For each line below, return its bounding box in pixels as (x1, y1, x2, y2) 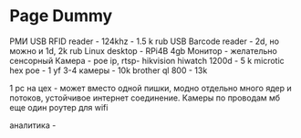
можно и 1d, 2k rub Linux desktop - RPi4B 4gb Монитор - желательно (9, 45, 278, 56)
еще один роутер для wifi (9, 101, 109, 112)
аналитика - (9, 120, 57, 131)
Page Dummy (9, 5, 113, 27)
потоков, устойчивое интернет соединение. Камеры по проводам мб (9, 92, 281, 103)
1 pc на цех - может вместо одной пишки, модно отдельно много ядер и (9, 82, 292, 93)
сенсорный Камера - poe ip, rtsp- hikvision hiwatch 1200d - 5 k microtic (9, 55, 285, 66)
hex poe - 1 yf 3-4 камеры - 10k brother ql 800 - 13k (9, 65, 208, 76)
